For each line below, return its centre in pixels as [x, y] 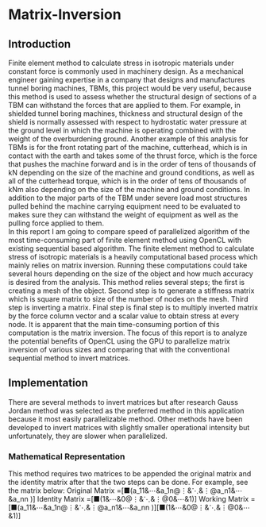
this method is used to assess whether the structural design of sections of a [132, 96]
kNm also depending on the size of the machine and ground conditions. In [129, 189]
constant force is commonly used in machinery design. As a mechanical [126, 71]
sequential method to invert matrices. [69, 358]
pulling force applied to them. [56, 223]
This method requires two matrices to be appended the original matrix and [130, 474]
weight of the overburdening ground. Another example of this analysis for [128, 139]
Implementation [48, 383]
